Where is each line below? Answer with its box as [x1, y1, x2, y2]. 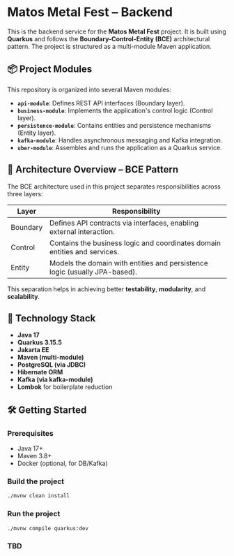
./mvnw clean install [7, 492, 70, 499]
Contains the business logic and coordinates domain [49, 238, 221, 248]
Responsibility [112, 206, 161, 216]
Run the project [7, 509, 61, 519]
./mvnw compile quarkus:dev [7, 525, 89, 532]
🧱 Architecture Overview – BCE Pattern [7, 163, 179, 175]
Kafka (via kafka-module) [17, 375, 93, 384]
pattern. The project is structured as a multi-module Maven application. [7, 42, 212, 50]
